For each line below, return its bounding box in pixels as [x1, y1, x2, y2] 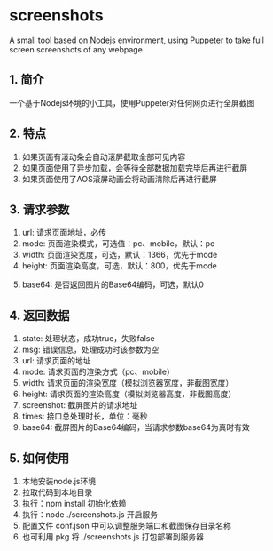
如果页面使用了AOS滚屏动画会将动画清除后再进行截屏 [21, 173, 217, 184]
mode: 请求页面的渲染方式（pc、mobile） [21, 366, 175, 378]
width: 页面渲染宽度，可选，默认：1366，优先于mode [21, 250, 218, 260]
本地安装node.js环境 [21, 476, 97, 486]
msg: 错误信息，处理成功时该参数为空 [21, 344, 160, 355]
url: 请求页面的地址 [21, 355, 91, 366]
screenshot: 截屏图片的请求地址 [21, 400, 138, 411]
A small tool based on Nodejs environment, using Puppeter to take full [9, 35, 264, 45]
